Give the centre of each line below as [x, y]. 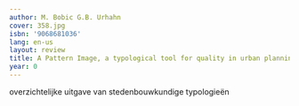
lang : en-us [31, 42]
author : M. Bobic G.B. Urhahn [65, 17]
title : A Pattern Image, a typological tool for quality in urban [135, 58]
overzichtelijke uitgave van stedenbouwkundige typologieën [119, 91]
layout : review [37, 50]
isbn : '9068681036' [45, 34]
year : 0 [24, 67]
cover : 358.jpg [37, 26]
